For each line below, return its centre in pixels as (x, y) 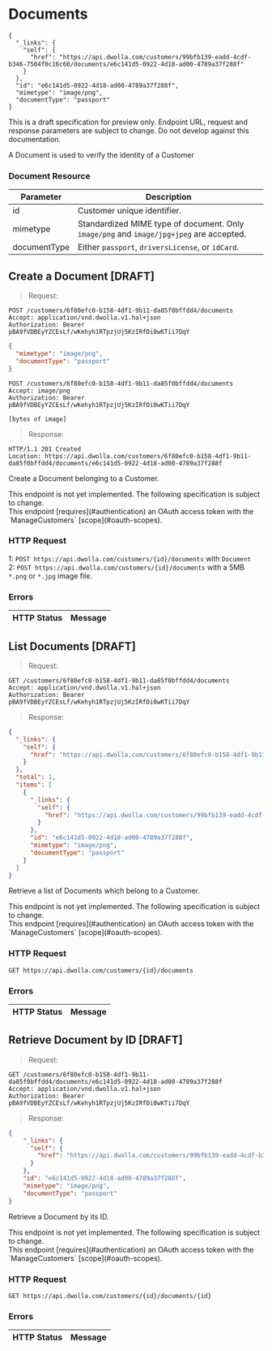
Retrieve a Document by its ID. (59, 1216)
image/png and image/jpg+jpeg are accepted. (162, 234)
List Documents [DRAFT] (72, 646)
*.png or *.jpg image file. (51, 576)
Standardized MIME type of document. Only (161, 224)
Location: (25, 456)
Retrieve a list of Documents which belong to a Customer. (104, 891)
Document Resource (49, 175)
